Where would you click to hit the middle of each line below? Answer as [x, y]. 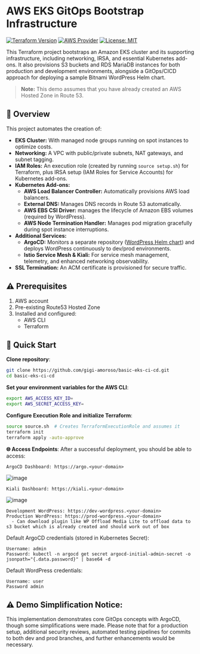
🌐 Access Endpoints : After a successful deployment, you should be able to [99, 449]
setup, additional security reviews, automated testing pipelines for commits [99, 632]
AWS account [32, 301]
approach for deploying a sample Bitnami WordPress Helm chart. [86, 77]
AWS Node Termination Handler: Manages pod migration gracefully [108, 223]
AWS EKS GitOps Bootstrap [75, 11]
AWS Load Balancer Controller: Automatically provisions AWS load [107, 191]
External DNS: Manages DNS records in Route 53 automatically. [102, 204]
